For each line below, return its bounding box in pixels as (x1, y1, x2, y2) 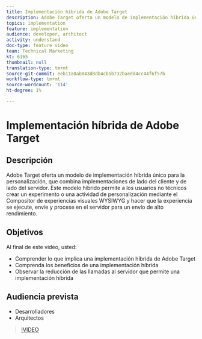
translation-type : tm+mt (6, 65, 69, 71)
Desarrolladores (14, 308, 55, 315)
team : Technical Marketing (6, 48, 74, 54)
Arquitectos (14, 314, 44, 322)
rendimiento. (6, 209, 38, 217)
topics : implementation (6, 20, 66, 26)
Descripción (6, 155, 53, 166)
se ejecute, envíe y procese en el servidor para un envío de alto (6, 203, 164, 211)
